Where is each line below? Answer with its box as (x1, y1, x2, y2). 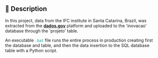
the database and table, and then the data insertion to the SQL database (5, 42, 150, 48)
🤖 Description (5, 5, 47, 13)
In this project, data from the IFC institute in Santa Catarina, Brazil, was (5, 17, 147, 23)
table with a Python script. (5, 47, 57, 53)
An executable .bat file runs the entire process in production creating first (5, 37, 153, 43)
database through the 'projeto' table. (5, 28, 79, 34)
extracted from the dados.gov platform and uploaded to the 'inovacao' (5, 23, 147, 29)
